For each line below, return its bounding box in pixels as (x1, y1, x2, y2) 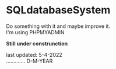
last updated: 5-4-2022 (6, 51, 62, 58)
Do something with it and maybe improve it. (6, 23, 111, 30)
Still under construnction (6, 40, 68, 47)
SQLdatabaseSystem (6, 3, 111, 17)
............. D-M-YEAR (6, 57, 53, 64)
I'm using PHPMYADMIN (6, 28, 65, 35)
